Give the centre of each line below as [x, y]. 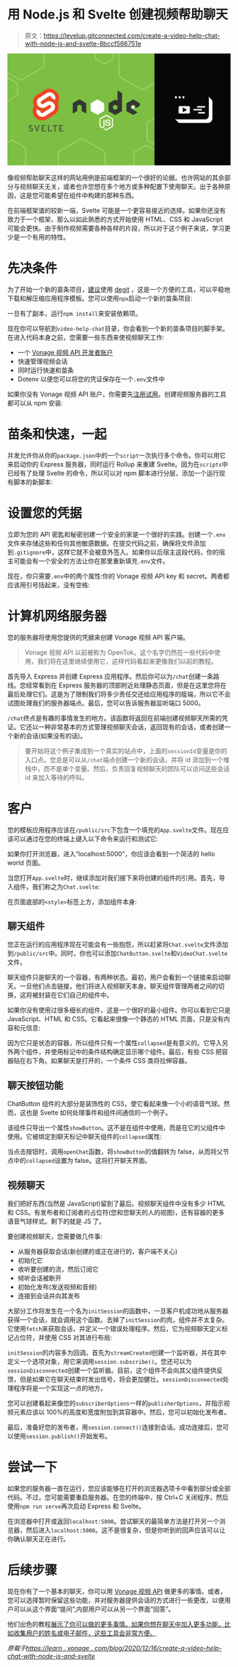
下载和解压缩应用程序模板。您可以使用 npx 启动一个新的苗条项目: [100, 298]
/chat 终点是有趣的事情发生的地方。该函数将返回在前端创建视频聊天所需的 [114, 718]
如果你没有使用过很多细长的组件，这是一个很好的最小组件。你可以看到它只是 [119, 1010]
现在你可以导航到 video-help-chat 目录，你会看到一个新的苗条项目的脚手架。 [118, 328]
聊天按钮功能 [35, 1085]
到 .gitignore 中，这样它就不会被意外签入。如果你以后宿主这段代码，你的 [113, 552]
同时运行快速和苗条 [46, 370]
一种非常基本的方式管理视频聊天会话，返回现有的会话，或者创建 [131, 727]
